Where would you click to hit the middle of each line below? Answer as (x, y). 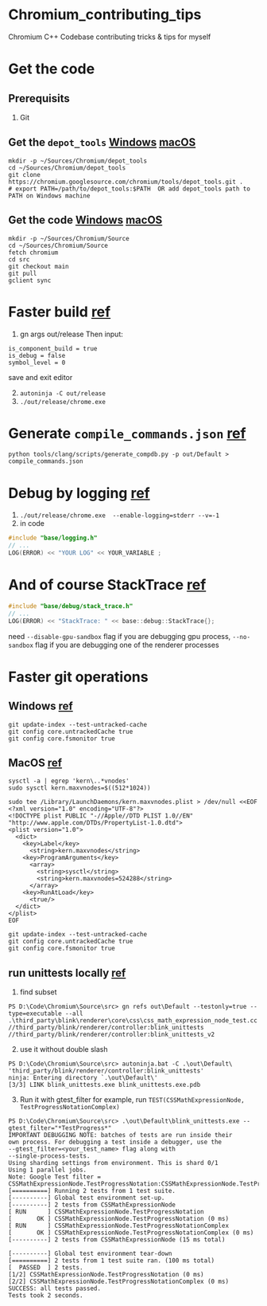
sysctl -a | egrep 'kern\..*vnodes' (69, 781)
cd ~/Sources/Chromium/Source (58, 245)
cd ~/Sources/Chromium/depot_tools (67, 168)
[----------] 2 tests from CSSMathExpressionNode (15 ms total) (117, 1240)
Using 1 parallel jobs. (48, 1170)
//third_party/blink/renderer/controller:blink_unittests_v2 (112, 1035)
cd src (19, 259)
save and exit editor (41, 377)
